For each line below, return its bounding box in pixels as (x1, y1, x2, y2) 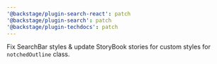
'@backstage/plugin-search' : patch (6, 17, 112, 24)
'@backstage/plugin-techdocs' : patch (6, 23, 118, 30)
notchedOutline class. (6, 50, 70, 58)
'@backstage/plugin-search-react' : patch (6, 10, 131, 18)
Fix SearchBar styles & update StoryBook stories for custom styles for (6, 43, 211, 51)
